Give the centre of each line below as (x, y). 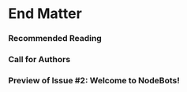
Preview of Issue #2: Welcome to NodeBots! (94, 80)
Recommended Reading (55, 39)
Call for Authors (39, 60)
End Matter (45, 14)
